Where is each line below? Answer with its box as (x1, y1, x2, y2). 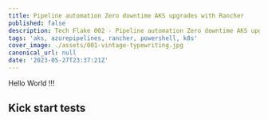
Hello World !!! (8, 78, 55, 88)
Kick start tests (8, 102, 86, 115)
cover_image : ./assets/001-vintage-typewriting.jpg (8, 42, 183, 50)
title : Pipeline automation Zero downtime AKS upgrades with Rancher (8, 11, 245, 20)
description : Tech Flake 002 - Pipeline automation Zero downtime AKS (8, 26, 248, 34)
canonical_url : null (8, 49, 77, 57)
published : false (8, 19, 66, 27)
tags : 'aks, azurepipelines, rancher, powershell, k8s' (8, 34, 198, 42)
